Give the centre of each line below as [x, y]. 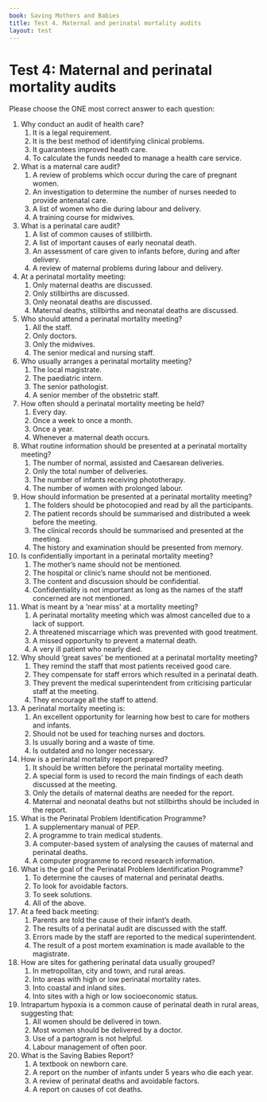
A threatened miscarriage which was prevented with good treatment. [145, 632]
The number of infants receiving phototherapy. [109, 480]
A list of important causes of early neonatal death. [114, 243]
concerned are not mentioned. [82, 598]
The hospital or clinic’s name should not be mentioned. [122, 573]
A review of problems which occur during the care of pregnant [135, 175]
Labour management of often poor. [90, 1047]
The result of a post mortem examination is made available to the [139, 946]
